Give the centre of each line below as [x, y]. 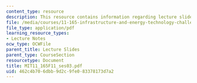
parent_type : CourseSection [40, 55]
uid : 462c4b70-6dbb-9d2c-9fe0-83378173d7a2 [60, 71]
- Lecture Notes [26, 39]
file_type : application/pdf [40, 28]
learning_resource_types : [38, 33]
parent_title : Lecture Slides [43, 50]
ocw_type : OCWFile [28, 44]
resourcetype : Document [35, 60]
